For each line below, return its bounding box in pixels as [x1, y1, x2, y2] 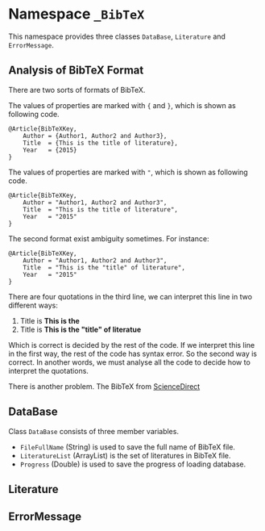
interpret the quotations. [8, 366, 89, 375]
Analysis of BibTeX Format [8, 64, 144, 77]
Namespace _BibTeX [8, 5, 145, 23]
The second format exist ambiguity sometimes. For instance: [8, 233, 209, 243]
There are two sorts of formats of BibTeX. [8, 85, 146, 94]
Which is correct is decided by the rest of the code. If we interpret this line [8, 340, 255, 349]
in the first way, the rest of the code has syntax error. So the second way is [8, 349, 258, 358]
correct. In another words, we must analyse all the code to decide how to [8, 357, 251, 367]
